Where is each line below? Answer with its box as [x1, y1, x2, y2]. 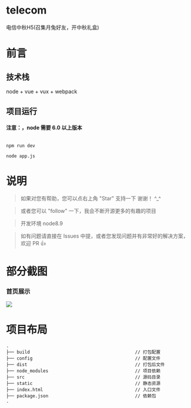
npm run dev [6, 143, 35, 149]
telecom [6, 4, 47, 17]
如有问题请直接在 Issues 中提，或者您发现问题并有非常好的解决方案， [20, 232, 189, 239]
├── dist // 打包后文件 [6, 361, 165, 367]
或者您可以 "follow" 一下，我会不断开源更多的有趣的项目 [20, 208, 157, 215]
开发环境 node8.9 [20, 220, 63, 227]
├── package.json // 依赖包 [6, 393, 156, 399]
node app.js [6, 153, 35, 159]
